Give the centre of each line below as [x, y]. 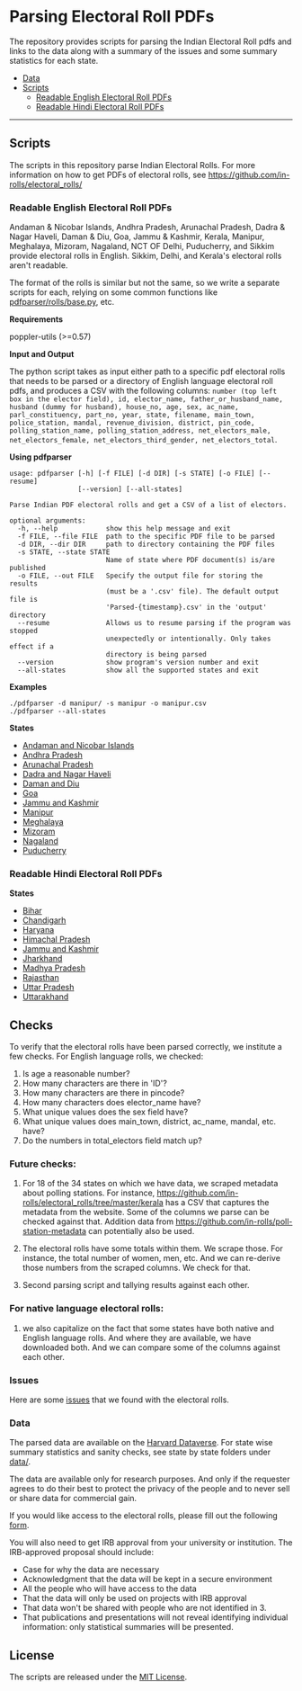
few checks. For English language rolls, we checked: [107, 1056]
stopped [24, 631]
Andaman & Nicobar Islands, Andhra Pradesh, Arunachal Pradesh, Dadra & [147, 228]
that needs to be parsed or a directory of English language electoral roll [142, 381]
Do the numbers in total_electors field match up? [112, 1141]
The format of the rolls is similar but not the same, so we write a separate [145, 283]
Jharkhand [42, 959]
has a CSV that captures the [217, 1203]
